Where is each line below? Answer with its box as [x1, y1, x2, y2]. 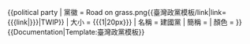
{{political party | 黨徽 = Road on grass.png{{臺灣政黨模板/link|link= [7, 8, 227, 16]
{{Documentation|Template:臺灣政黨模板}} [7, 27, 145, 36]
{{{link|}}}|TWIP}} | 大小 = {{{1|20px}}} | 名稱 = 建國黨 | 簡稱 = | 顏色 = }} [7, 17, 242, 27]
